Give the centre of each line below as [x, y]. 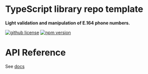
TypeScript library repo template [74, 9]
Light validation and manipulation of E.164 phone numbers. [67, 23]
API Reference [35, 53]
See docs [15, 66]
